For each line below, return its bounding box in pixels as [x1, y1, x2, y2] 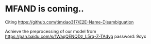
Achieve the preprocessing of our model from [5, 28, 96, 34]
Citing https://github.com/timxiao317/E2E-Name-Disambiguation [5, 19, 134, 25]
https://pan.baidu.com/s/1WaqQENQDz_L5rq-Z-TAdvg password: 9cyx [5, 33, 147, 39]
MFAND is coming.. [5, 3, 84, 14]
